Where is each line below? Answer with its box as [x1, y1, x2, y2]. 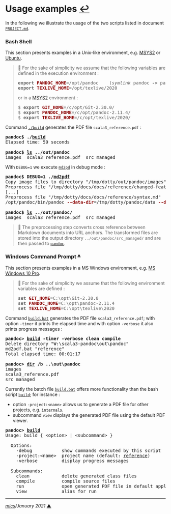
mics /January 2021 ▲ [5, 502, 52, 509]
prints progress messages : [5, 326, 63, 332]
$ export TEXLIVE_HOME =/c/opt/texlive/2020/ [17, 115, 131, 121]
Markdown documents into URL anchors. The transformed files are [17, 230, 158, 236]
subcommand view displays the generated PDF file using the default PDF [12, 412, 165, 418]
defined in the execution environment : [17, 70, 99, 76]
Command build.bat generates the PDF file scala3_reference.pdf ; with [5, 315, 155, 321]
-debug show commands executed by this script [16, 447, 161, 453]
